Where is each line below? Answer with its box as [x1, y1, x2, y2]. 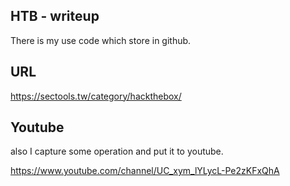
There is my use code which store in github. [10, 34, 192, 46]
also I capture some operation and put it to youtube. [10, 145, 224, 158]
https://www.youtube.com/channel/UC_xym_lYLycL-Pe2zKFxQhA [10, 165, 280, 177]
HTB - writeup [10, 8, 100, 25]
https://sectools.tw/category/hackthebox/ [10, 90, 182, 102]
